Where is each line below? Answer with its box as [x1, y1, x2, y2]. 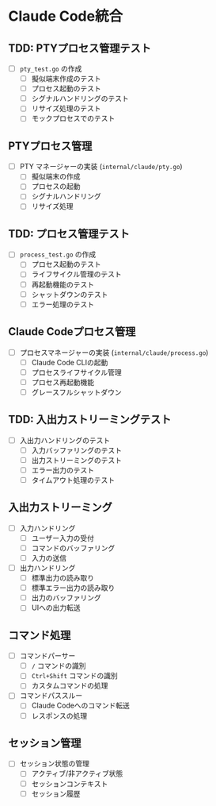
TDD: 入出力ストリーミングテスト [8, 413, 172, 426]
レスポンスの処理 [31, 711, 88, 720]
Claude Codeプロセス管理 [8, 325, 136, 338]
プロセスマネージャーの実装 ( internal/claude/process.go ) [19, 347, 209, 357]
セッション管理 [8, 736, 81, 750]
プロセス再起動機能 [31, 377, 95, 387]
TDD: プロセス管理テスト [8, 227, 131, 241]
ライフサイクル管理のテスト [31, 269, 122, 279]
